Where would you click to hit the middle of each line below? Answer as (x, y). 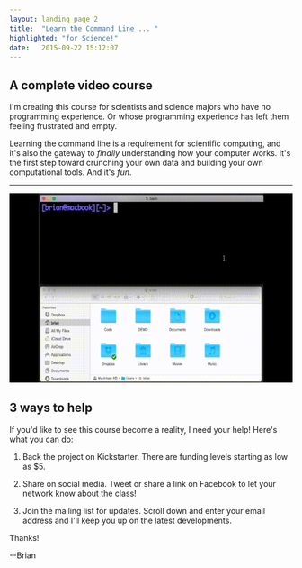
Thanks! (24, 537)
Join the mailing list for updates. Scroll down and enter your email (144, 510)
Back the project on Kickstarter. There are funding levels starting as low (155, 456)
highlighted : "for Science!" (64, 38)
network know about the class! (79, 493)
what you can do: (41, 439)
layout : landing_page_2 (54, 19)
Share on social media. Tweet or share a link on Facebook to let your (149, 483)
